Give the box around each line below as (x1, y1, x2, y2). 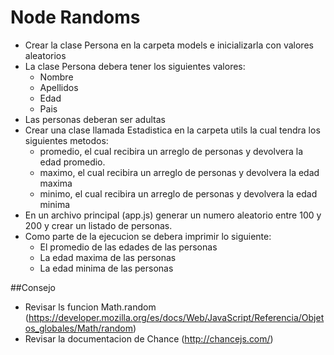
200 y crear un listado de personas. (24, 219, 173, 231)
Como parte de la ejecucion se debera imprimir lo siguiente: (24, 230, 272, 242)
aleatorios (24, 49, 67, 61)
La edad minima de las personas (39, 262, 174, 274)
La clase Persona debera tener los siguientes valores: (24, 60, 246, 72)
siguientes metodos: (24, 134, 109, 146)
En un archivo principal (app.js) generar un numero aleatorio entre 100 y (24, 209, 322, 221)
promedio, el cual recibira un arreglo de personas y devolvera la (39, 145, 303, 157)
